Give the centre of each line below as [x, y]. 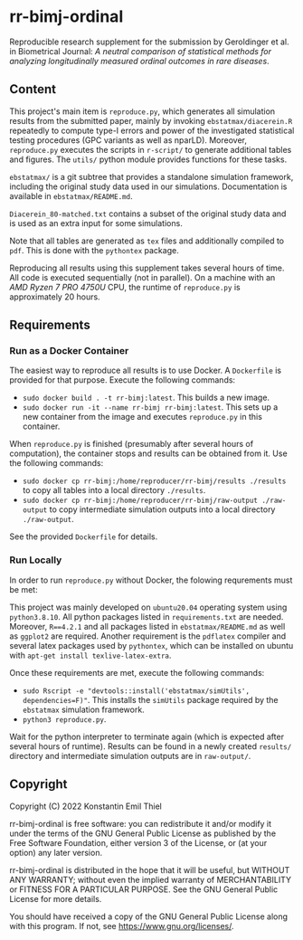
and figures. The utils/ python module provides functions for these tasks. [148, 159]
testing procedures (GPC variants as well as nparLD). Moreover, [128, 140]
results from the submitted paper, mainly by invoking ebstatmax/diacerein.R [151, 120]
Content [33, 89]
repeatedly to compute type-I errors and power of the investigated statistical [152, 130]
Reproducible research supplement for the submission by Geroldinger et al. [149, 42]
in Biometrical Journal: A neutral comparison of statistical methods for [141, 51]
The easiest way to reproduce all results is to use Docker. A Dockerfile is [146, 370]
